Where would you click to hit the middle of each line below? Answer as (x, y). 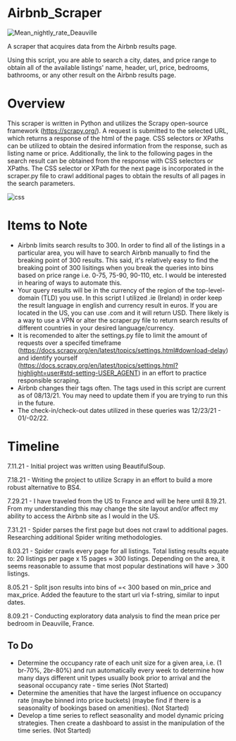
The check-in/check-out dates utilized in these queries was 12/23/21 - (119, 410)
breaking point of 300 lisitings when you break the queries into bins (116, 267)
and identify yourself (48, 358)
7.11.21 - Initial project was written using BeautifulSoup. (86, 466)
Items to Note (48, 226)
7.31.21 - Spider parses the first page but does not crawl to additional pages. (118, 530)
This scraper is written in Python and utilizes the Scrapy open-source (108, 123)
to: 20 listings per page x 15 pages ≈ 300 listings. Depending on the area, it (116, 558)
